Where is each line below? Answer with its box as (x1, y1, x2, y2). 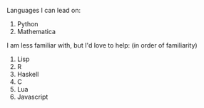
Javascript (16, 92, 49, 101)
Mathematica (16, 28, 56, 36)
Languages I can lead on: (6, 6, 81, 14)
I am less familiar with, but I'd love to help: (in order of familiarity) (6, 41, 198, 49)
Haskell (16, 70, 39, 78)
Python (16, 20, 39, 28)
